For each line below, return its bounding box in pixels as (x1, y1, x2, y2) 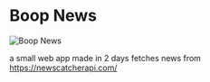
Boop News (9, 5, 98, 26)
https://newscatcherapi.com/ (9, 62, 118, 73)
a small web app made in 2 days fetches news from (9, 52, 202, 63)
